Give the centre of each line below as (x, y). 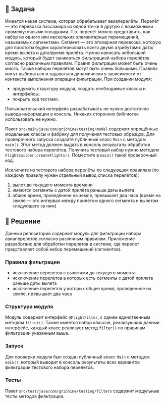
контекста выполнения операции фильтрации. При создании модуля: (79, 79)
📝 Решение (23, 222)
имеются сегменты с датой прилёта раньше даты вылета (73, 190)
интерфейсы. (26, 94)
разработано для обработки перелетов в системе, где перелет (72, 244)
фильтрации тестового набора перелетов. (50, 367)
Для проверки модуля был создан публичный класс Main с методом (78, 356)
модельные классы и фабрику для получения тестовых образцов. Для (80, 134)
